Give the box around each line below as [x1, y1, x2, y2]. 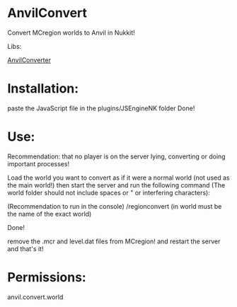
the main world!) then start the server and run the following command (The [7, 180, 226, 189]
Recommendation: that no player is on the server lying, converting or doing [7, 152, 226, 161]
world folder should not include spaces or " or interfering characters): [7, 188, 210, 197]
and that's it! [7, 244, 44, 253]
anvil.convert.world [7, 292, 64, 301]
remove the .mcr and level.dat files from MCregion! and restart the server [7, 237, 221, 245]
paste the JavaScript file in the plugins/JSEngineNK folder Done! [7, 104, 195, 112]
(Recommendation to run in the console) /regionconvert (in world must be [7, 202, 222, 210]
